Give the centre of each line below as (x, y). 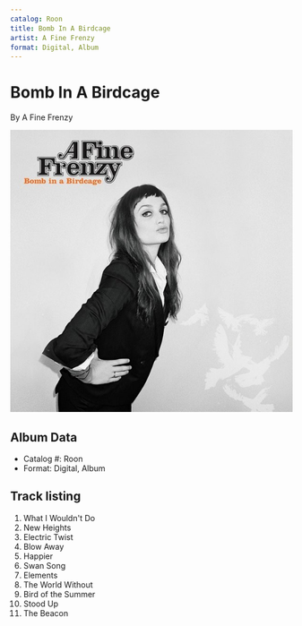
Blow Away (43, 546)
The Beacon (46, 613)
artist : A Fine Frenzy (52, 38)
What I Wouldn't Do (59, 518)
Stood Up (41, 604)
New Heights (47, 527)
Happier (38, 556)
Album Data (44, 437)
